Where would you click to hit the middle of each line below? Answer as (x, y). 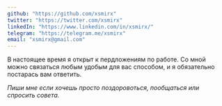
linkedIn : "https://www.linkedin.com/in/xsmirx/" (81, 26)
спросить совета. (33, 96)
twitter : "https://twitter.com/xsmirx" (65, 20)
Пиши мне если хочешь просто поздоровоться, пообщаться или (103, 88)
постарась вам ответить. (45, 75)
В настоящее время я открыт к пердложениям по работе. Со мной (107, 59)
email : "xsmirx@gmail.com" (46, 40)
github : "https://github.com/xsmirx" (62, 14)
